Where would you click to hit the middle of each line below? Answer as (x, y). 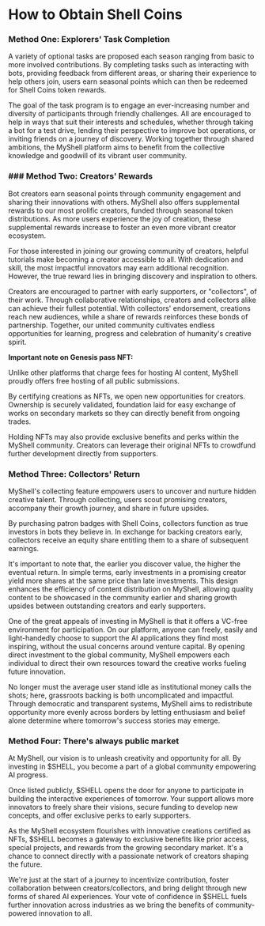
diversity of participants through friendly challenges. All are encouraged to (130, 114)
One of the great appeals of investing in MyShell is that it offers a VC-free (128, 622)
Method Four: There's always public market (94, 741)
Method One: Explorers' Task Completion (89, 40)
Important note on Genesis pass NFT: (71, 357)
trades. (20, 421)
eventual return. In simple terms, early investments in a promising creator (127, 573)
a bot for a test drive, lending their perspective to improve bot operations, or (132, 130)
